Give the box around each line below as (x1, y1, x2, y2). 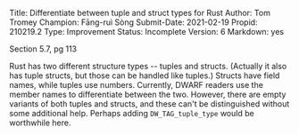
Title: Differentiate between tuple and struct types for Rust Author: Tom (9, 8, 270, 18)
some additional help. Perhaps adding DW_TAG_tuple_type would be (9, 108, 254, 118)
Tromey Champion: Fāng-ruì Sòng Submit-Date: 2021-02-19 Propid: (9, 17, 258, 28)
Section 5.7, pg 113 (9, 44, 78, 54)
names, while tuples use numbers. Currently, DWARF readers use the (9, 80, 263, 90)
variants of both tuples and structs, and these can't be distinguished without (9, 99, 290, 109)
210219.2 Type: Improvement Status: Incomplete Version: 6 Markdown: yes (9, 27, 285, 36)
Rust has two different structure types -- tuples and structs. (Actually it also (9, 61, 287, 71)
